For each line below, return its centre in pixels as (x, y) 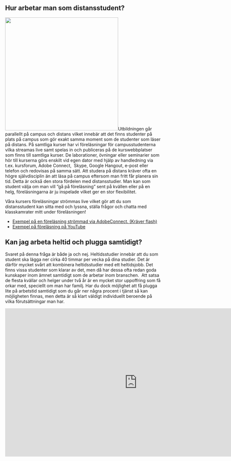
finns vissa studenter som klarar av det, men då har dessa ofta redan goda (81, 270)
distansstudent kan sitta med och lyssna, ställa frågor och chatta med (76, 207)
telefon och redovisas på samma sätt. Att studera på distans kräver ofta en (81, 170)
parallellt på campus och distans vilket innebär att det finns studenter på (79, 134)
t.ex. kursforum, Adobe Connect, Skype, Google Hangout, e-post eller (77, 166)
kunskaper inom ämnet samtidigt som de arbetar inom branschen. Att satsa (82, 275)
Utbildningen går (135, 128)
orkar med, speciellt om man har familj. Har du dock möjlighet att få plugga (81, 286)
